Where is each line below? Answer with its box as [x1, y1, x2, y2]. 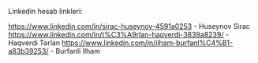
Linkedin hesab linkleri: [8, 7, 83, 16]
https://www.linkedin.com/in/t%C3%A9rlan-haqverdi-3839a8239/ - [8, 30, 230, 39]
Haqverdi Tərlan [8, 38, 61, 47]
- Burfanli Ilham [50, 47, 101, 55]
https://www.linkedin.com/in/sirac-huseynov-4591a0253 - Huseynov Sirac [8, 22, 251, 30]
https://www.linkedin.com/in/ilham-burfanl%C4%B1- [62, 38, 234, 47]
